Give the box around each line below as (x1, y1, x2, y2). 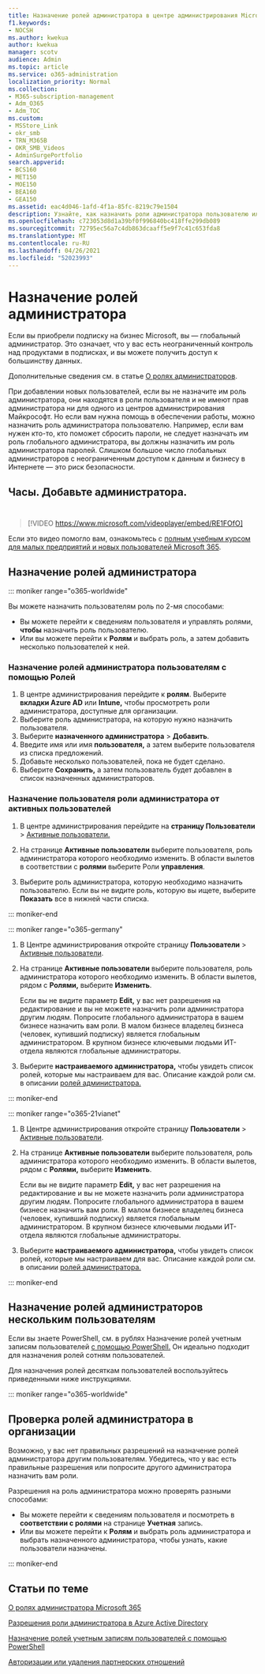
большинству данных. (8, 356, 83, 366)
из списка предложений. (19, 748, 104, 758)
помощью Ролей (8, 671, 76, 682)
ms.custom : (8, 115, 44, 123)
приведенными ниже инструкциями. (8, 1374, 132, 1384)
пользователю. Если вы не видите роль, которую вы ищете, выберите (19, 885, 256, 895)
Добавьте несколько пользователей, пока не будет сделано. (19, 756, 226, 767)
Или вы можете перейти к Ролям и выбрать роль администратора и (19, 1527, 251, 1536)
